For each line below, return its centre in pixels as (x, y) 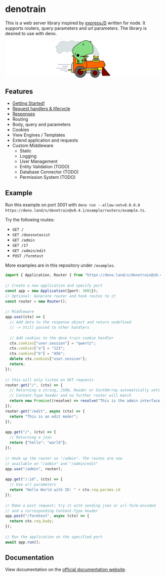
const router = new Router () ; (36, 301)
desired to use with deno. (31, 33)
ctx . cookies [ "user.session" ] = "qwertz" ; (53, 343)
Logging (28, 156)
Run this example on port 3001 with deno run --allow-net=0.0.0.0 (73, 205)
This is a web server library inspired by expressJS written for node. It (75, 23)
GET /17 (20, 246)
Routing (20, 119)
